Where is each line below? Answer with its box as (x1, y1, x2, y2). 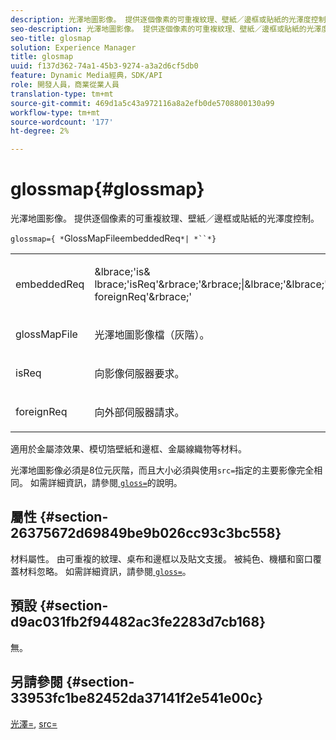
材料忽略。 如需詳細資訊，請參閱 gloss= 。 (18, 565, 192, 577)
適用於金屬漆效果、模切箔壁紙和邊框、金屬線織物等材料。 (10, 443, 247, 455)
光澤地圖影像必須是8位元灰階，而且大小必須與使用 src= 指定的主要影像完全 (10, 464, 315, 476)
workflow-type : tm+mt (10, 107, 101, 118)
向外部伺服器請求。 (94, 406, 185, 420)
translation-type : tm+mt (10, 89, 114, 99)
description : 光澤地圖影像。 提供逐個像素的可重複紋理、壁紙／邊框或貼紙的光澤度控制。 (10, 14, 334, 25)
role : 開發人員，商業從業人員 (10, 80, 120, 90)
